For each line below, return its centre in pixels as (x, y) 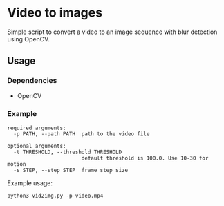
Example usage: (30, 183)
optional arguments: (37, 146)
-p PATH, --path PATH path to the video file (82, 134)
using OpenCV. (29, 39)
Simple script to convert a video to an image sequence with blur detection (112, 32)
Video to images (55, 13)
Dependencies (32, 81)
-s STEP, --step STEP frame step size (71, 170)
